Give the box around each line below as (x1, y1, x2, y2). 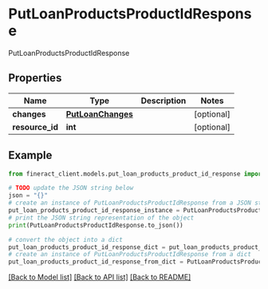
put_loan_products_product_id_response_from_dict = (8, 258, 183, 266)
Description (140, 95, 187, 106)
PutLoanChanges (65, 109, 133, 120)
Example (8, 148, 53, 162)
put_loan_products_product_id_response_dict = (8, 243, 166, 251)
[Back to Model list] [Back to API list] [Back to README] (8, 272, 191, 282)
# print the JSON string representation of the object (8, 213, 195, 222)
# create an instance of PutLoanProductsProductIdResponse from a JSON (8, 199, 251, 208)
